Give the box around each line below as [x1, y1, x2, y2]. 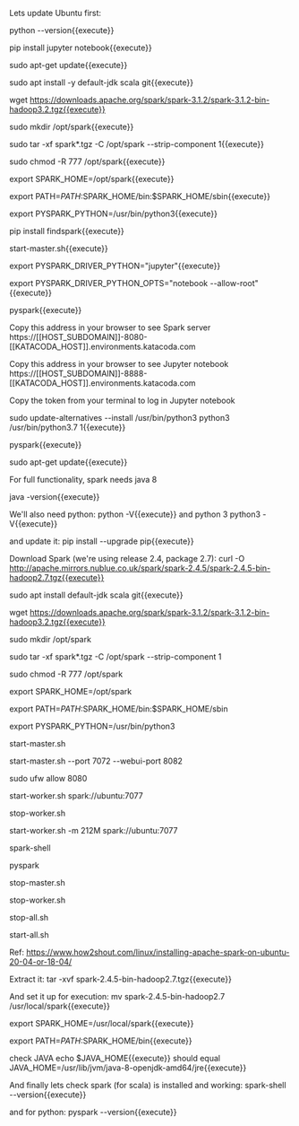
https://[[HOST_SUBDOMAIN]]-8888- [9, 368, 148, 379]
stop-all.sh [9, 912, 49, 922]
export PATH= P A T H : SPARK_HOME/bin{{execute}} [9, 1035, 192, 1046]
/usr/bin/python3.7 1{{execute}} [9, 422, 126, 432]
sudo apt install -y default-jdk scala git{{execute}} [9, 77, 194, 88]
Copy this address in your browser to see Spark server [9, 322, 211, 333]
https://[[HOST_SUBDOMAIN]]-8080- [9, 332, 148, 342]
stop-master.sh [9, 877, 65, 887]
